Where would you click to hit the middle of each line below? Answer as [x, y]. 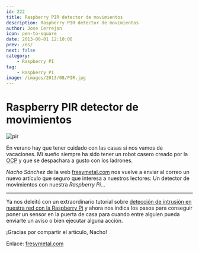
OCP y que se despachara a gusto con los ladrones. [70, 160]
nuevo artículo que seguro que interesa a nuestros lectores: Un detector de [98, 178]
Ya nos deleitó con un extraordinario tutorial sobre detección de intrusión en [99, 202]
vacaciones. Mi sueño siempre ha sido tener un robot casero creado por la [97, 154]
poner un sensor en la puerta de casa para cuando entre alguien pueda [93, 214]
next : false [21, 50]
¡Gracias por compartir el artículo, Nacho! [57, 232]
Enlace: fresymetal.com [35, 243]
